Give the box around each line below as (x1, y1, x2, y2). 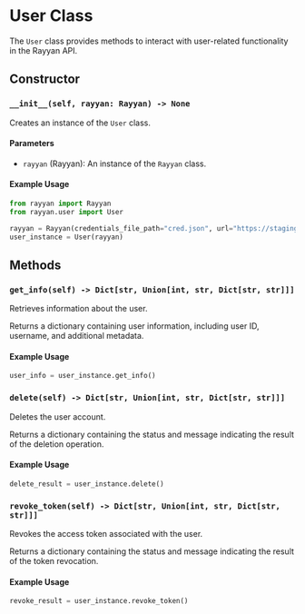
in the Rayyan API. (9, 45, 78, 55)
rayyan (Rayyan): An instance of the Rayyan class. (22, 158, 207, 169)
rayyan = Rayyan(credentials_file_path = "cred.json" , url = (9, 223, 233, 233)
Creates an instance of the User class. (9, 117, 152, 128)
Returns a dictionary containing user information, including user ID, (9, 321, 260, 332)
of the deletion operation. (9, 438, 104, 450)
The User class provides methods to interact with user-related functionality (9, 35, 289, 46)
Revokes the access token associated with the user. (9, 528, 203, 539)
